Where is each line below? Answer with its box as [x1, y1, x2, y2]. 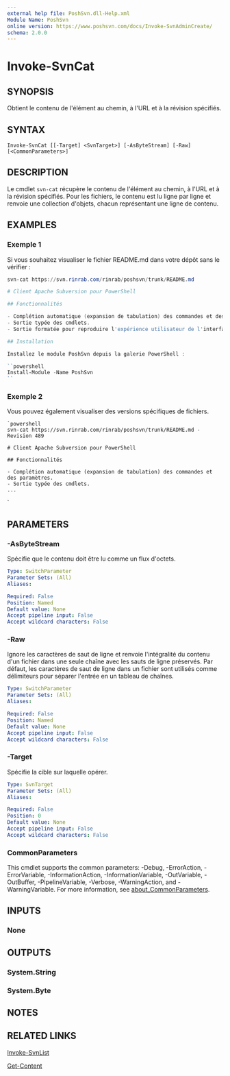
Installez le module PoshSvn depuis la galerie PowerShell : [7, 350, 186, 357]
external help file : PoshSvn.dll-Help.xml [7, 10, 130, 17]
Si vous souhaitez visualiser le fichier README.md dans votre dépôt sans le [7, 255, 220, 264]
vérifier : [7, 262, 31, 271]
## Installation [7, 338, 53, 345]
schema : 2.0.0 [7, 29, 48, 36]
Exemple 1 [7, 240, 42, 249]
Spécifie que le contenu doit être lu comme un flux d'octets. [7, 554, 176, 563]
